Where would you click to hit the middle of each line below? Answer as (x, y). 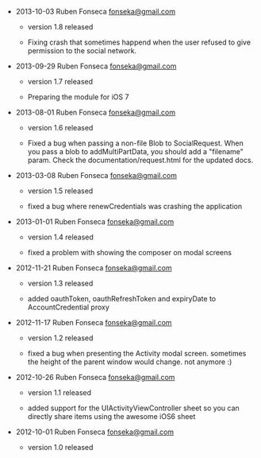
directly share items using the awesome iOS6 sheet (111, 416)
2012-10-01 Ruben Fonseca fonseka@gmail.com (95, 432)
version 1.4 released (60, 237)
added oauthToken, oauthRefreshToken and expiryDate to (122, 299)
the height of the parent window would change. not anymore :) (130, 362)
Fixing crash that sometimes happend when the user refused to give (139, 42)
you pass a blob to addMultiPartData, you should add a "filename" (136, 151)
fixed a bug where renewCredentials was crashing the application (135, 206)
